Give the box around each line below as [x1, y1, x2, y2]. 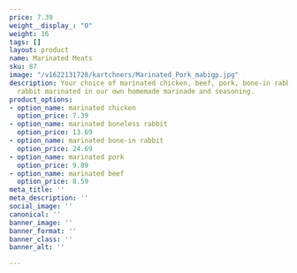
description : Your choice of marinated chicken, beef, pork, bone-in [9, 79, 271, 87]
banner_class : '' [9, 235, 73, 244]
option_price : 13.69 [17, 128, 93, 137]
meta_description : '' [9, 193, 89, 203]
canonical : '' [9, 209, 62, 219]
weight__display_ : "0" [9, 21, 93, 30]
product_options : [9, 95, 73, 104]
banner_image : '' [9, 218, 73, 227]
